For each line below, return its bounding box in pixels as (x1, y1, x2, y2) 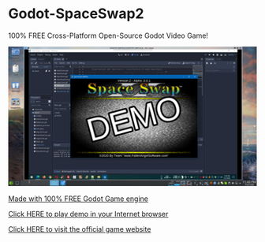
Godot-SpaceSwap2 (8, 5, 144, 23)
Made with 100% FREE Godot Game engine (8, 194, 148, 203)
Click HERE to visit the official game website (8, 225, 151, 234)
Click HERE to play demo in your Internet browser (8, 210, 169, 219)
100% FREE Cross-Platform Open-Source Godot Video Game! (8, 31, 209, 40)
